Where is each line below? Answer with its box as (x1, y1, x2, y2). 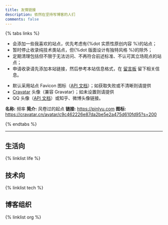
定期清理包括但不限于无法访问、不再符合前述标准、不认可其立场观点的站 (12, 53, 161, 59)
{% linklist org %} (5, 214, 41, 220)
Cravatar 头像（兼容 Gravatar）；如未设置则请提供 (12, 89, 114, 95)
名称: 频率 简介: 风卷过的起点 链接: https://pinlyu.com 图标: (5, 106, 126, 112)
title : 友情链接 (5, 7, 36, 13)
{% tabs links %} (5, 31, 40, 37)
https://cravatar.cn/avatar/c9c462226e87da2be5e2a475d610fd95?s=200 (5, 111, 157, 118)
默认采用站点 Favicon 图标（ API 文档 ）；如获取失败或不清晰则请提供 (12, 83, 151, 89)
